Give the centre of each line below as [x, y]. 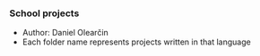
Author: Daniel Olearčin [65, 33]
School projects [44, 13]
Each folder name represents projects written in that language [136, 42]
